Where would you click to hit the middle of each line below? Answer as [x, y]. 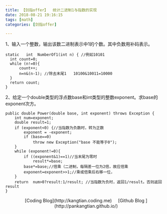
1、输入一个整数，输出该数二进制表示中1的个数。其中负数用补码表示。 [79, 44]
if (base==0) [38, 137]
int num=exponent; [34, 118]
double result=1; [33, 123]
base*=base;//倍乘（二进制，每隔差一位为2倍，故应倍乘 [76, 167]
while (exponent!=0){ [37, 151]
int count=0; [24, 60]
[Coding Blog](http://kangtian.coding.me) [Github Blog [85, 201]
